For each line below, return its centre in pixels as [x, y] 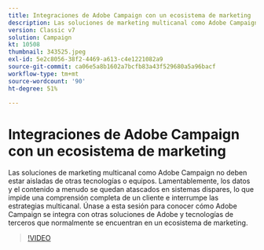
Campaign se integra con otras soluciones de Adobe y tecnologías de [121, 215]
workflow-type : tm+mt [44, 74]
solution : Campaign [40, 37]
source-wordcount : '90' [47, 81]
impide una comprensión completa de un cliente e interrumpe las [113, 198]
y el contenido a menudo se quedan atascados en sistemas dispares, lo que [131, 189]
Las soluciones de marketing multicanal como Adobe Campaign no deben [128, 173]
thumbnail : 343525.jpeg [47, 52]
